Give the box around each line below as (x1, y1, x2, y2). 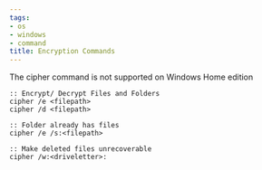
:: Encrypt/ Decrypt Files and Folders (9, 90, 160, 99)
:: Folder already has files (9, 121, 120, 130)
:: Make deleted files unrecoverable (9, 145, 152, 154)
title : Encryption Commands (9, 47, 116, 56)
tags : (9, 13, 30, 23)
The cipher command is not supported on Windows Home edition (9, 71, 254, 82)
